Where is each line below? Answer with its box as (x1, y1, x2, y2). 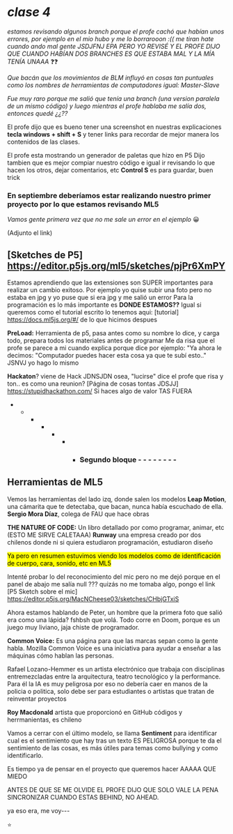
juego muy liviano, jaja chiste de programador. (7, 623, 140, 631)
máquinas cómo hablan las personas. (7, 651, 114, 660)
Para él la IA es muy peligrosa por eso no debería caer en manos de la (7, 679, 208, 688)
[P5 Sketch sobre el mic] (7, 587, 78, 596)
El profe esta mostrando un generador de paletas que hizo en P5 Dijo (7, 151, 205, 159)
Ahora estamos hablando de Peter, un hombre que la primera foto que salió (7, 608, 223, 616)
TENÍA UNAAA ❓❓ (7, 57, 58, 66)
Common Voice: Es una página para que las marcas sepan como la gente (7, 636, 218, 645)
